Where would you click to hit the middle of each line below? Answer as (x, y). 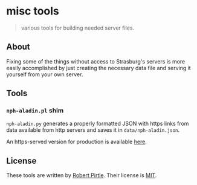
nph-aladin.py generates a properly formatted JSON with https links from (98, 124)
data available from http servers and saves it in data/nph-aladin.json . (93, 130)
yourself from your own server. (45, 74)
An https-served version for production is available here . (76, 142)
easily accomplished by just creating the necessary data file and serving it (99, 68)
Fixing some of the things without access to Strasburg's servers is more (96, 61)
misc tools (33, 11)
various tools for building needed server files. (78, 28)
